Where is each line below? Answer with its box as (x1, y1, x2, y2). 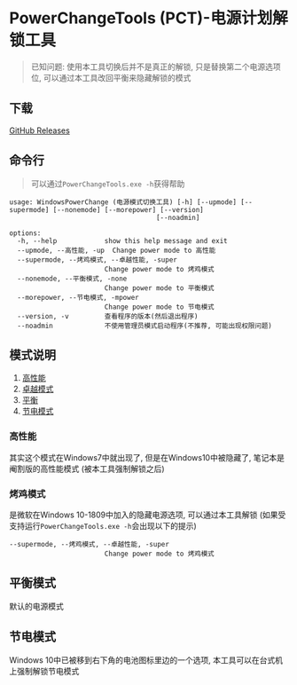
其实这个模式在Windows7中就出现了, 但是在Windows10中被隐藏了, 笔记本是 (9, 452, 285, 462)
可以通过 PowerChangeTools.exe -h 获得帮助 (30, 178, 185, 189)
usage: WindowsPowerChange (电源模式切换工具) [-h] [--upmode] (9, 197, 238, 207)
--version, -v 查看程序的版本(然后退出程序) (17, 311, 199, 320)
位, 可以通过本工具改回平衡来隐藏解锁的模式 (30, 72, 191, 83)
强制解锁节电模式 (16, 665, 80, 676)
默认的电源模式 (9, 601, 64, 611)
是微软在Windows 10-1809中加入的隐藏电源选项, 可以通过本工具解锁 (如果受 (9, 509, 286, 520)
